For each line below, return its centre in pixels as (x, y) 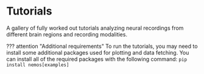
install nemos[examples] (38, 65)
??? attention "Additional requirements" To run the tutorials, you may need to (102, 46)
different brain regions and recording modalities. (67, 34)
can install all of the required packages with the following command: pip (97, 59)
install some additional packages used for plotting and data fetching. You (98, 52)
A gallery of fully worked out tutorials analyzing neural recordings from (95, 28)
